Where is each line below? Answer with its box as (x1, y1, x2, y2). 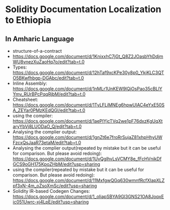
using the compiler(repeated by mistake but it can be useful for (12, 166, 144, 172)
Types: (12, 64, 27, 70)
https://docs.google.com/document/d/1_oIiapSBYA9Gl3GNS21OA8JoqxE (12, 194, 164, 199)
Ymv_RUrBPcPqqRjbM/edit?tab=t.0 (12, 91, 86, 97)
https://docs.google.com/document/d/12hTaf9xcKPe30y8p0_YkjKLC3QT (12, 69, 164, 76)
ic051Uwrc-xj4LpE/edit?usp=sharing (12, 199, 89, 205)
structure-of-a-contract (12, 48, 62, 54)
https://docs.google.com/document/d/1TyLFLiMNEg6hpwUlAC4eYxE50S (12, 102, 165, 108)
